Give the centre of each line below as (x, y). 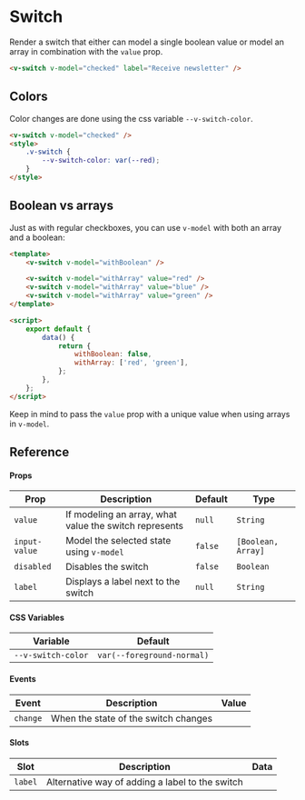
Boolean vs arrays (62, 206)
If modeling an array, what (121, 515)
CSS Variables (37, 617)
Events (23, 679)
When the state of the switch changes (132, 718)
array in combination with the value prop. (86, 51)
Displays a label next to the (123, 582)
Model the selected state (118, 541)
